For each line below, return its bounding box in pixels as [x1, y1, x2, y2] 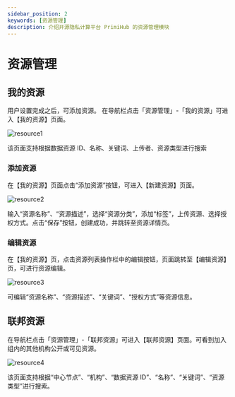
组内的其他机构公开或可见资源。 [7, 344, 100, 352]
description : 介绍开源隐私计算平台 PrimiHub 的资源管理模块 [7, 23, 169, 30]
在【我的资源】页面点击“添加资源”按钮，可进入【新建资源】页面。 [7, 181, 199, 189]
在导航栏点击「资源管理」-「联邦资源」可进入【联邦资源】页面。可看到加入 [7, 335, 227, 343]
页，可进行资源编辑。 [7, 263, 69, 272]
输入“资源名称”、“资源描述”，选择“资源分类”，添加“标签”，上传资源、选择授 [7, 209, 227, 218]
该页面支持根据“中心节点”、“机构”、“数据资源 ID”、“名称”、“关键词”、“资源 [7, 372, 224, 381]
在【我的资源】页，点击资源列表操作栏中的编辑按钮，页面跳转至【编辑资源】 [7, 255, 230, 263]
